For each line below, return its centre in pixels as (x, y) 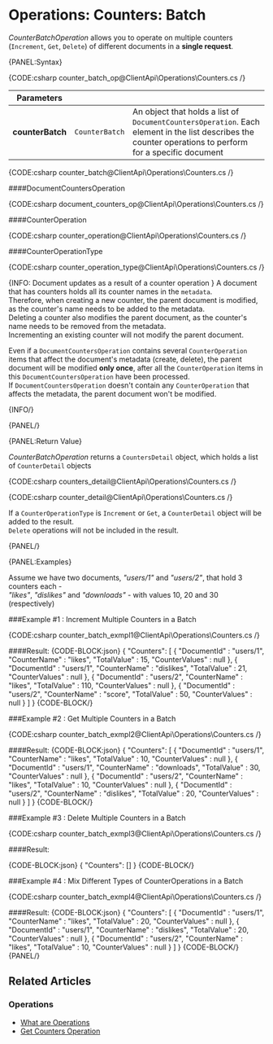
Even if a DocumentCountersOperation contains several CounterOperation (128, 350)
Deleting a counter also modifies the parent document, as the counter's (128, 317)
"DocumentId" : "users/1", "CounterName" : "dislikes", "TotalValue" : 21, (128, 668)
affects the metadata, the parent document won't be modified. (113, 393)
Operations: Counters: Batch (107, 15)
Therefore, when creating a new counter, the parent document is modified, (133, 300)
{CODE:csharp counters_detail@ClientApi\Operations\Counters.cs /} (123, 481)
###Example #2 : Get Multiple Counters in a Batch (92, 718)
